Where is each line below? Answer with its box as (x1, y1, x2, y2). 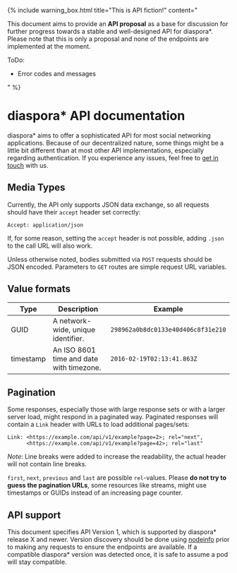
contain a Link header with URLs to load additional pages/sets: (7, 420, 190, 429)
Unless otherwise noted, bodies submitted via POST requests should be (7, 255, 212, 263)
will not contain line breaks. (7, 460, 87, 469)
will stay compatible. (7, 557, 67, 567)
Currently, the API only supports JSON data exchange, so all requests (7, 200, 209, 209)
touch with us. (7, 161, 49, 169)
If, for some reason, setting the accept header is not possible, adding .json (7, 234, 224, 242)
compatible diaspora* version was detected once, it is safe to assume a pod (7, 550, 228, 559)
